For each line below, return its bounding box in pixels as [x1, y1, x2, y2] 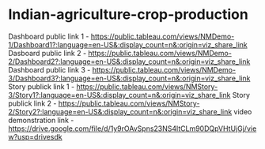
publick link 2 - [8, 99, 57, 108]
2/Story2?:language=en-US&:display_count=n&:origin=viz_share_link [8, 106, 233, 116]
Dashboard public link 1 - [8, 32, 89, 41]
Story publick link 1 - [8, 81, 75, 91]
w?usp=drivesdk [8, 132, 62, 141]
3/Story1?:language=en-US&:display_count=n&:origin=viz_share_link [8, 90, 231, 99]
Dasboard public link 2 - [8, 48, 87, 58]
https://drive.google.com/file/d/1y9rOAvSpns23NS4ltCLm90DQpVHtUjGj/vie [8, 124, 257, 133]
